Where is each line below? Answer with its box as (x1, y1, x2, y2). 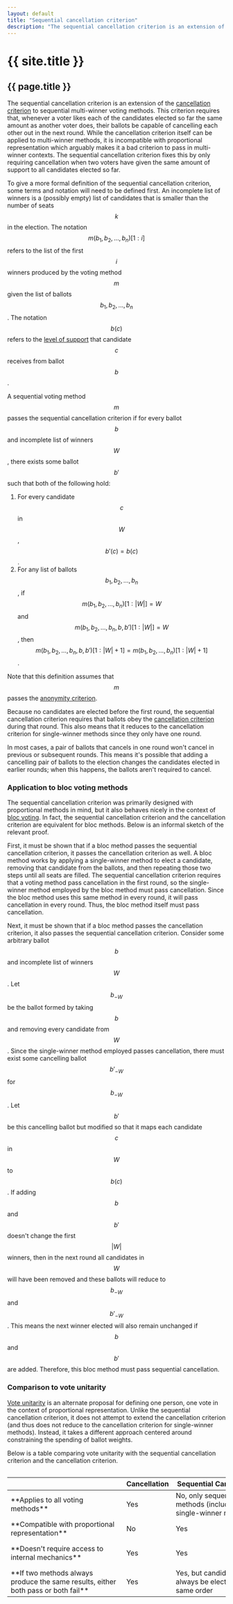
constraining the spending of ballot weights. (7, 1435, 133, 1444)
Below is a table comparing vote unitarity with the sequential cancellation (7, 1449, 216, 1457)
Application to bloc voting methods (7, 783, 128, 793)
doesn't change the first (7, 1231, 76, 1239)
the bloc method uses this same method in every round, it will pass (7, 894, 198, 902)
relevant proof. (7, 828, 49, 836)
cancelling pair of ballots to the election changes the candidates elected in (7, 758, 221, 766)
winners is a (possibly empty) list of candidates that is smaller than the (7, 194, 209, 203)
